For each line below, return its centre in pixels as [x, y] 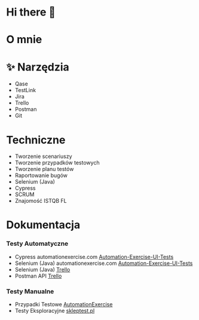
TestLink [25, 90]
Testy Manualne [30, 291]
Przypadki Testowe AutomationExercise [64, 304]
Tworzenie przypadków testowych [57, 163]
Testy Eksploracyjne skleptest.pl [55, 311]
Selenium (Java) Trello [42, 269]
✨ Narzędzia [38, 67]
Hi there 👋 [31, 12]
